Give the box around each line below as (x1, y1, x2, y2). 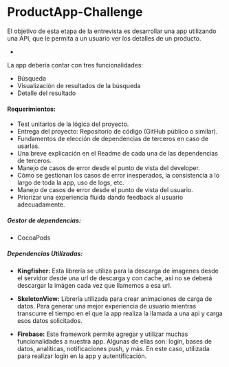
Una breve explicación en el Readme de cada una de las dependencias (17, 149, 219, 158)
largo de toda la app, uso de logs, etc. (17, 178, 125, 187)
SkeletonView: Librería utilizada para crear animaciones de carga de (17, 295, 212, 303)
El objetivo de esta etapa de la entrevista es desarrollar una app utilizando (7, 27, 217, 35)
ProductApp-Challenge (7, 4, 143, 20)
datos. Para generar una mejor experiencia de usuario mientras (17, 302, 197, 311)
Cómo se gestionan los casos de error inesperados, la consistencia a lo (17, 171, 220, 180)
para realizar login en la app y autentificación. (17, 352, 147, 360)
